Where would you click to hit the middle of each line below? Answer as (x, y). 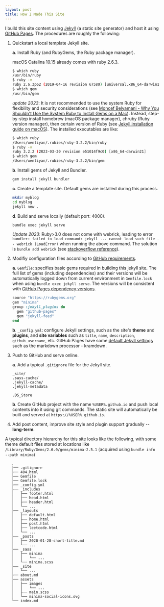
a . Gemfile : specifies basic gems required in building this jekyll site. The (84, 268)
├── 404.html (25, 472)
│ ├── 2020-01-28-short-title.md (48, 541)
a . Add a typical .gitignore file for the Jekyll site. (62, 365)
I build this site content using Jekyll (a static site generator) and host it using (82, 28)
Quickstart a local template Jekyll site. (50, 43)
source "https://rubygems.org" (44, 298)
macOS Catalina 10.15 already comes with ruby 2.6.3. (65, 62)
